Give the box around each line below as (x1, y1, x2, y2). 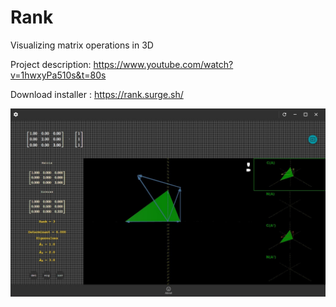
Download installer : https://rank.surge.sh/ (10, 88, 184, 100)
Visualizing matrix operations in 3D (10, 39, 154, 51)
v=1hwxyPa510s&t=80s (10, 69, 107, 81)
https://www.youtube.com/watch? (93, 58, 234, 70)
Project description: (10, 58, 92, 70)
